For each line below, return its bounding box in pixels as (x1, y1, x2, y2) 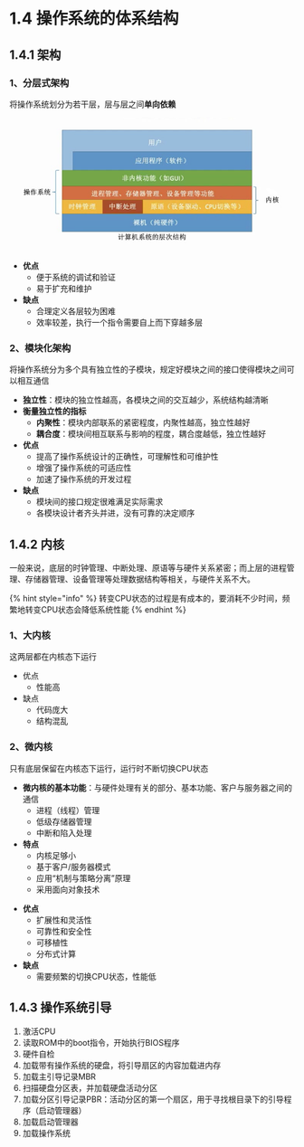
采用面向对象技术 (35, 884, 100, 895)
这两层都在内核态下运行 (9, 651, 97, 662)
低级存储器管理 (35, 816, 92, 827)
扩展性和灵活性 (35, 915, 92, 925)
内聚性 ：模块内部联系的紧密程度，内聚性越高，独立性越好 (35, 417, 251, 428)
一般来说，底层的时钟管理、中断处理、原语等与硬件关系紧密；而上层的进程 (9, 563, 287, 573)
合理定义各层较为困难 (35, 306, 116, 317)
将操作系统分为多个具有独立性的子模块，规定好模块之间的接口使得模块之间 (9, 364, 287, 375)
